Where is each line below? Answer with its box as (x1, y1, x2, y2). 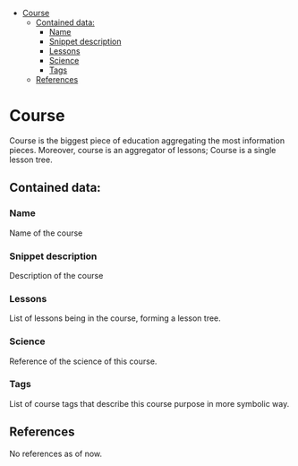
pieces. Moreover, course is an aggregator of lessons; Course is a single (9, 144, 277, 155)
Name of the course (9, 228, 83, 238)
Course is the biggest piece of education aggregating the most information (9, 134, 285, 146)
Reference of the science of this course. (9, 356, 158, 367)
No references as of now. (9, 448, 103, 459)
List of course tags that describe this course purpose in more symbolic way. (9, 398, 290, 409)
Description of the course (9, 270, 104, 280)
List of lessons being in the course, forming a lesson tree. (9, 313, 221, 324)
